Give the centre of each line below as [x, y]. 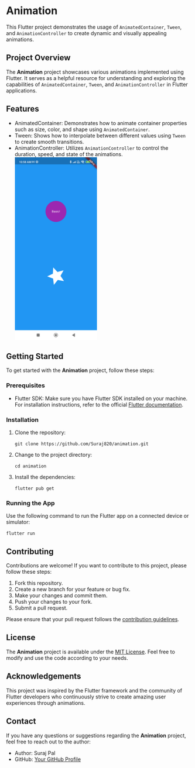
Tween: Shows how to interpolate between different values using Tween [100, 135]
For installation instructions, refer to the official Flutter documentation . [99, 404]
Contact [21, 721]
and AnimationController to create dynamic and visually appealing [86, 33]
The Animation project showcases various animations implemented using [95, 72]
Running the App [30, 503]
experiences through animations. [46, 702]
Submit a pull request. [41, 608]
